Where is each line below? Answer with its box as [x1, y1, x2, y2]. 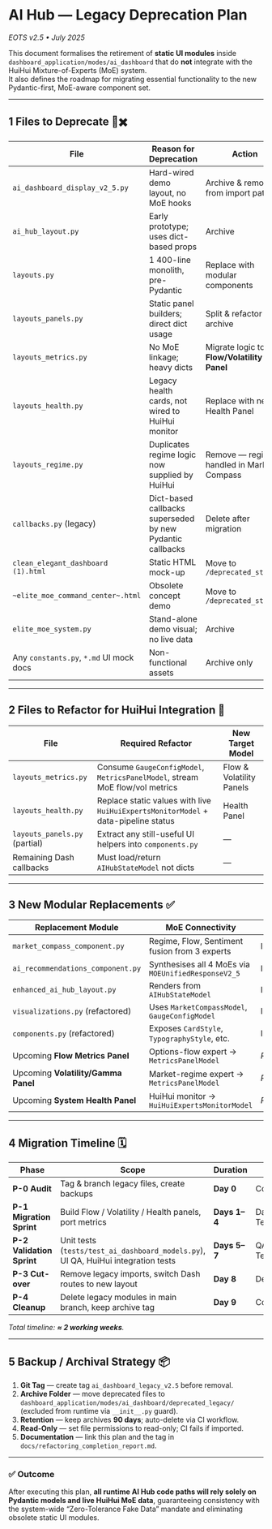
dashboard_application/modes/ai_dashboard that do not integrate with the [8, 57, 253, 67]
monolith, [148, 264, 185, 275]
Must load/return [96, 851, 161, 863]
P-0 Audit [12, 1183, 53, 1195]
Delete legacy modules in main [60, 1292, 176, 1303]
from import [205, 187, 251, 198]
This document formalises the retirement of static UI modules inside [8, 48, 237, 58]
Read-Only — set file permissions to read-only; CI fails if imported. [19, 1423, 244, 1433]
